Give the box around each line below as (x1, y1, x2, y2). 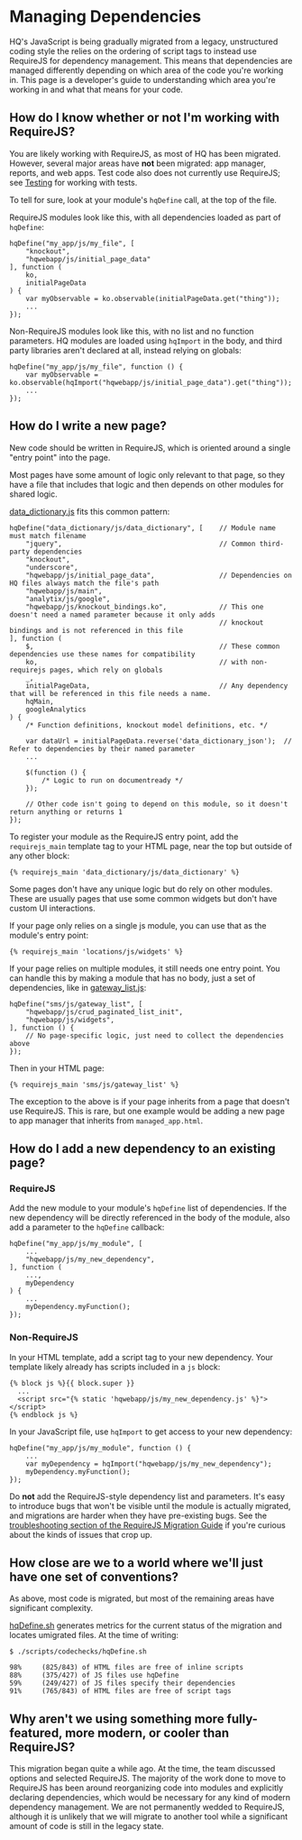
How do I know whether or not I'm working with (9, 110, 280, 125)
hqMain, (25, 697, 54, 706)
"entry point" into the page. (9, 452, 111, 462)
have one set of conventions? (9, 1569, 178, 1584)
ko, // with (25, 657, 248, 666)
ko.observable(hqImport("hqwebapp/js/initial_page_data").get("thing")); (9, 378, 293, 387)
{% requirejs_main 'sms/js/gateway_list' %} (9, 1080, 179, 1089)
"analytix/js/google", (25, 594, 111, 603)
